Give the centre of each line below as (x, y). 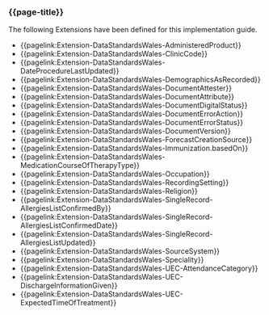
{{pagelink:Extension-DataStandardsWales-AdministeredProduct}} (131, 45)
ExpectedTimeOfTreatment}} (68, 303)
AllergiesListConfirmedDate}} (69, 225)
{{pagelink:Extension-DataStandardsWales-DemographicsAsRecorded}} (140, 80)
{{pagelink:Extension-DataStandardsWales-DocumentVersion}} (126, 131)
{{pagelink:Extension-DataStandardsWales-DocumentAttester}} (126, 88)
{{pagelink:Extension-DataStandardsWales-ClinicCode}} (114, 54)
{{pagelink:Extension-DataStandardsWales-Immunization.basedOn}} (134, 149)
